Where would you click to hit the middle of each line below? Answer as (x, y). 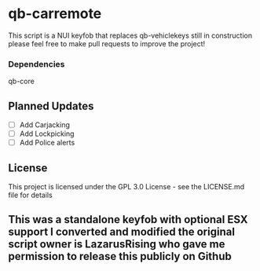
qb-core (22, 81)
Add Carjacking (45, 125)
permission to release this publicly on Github (120, 256)
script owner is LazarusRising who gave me (117, 244)
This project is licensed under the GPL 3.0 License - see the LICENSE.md (126, 187)
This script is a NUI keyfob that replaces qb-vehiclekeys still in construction (130, 35)
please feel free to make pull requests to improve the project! (107, 43)
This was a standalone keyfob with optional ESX (128, 220)
